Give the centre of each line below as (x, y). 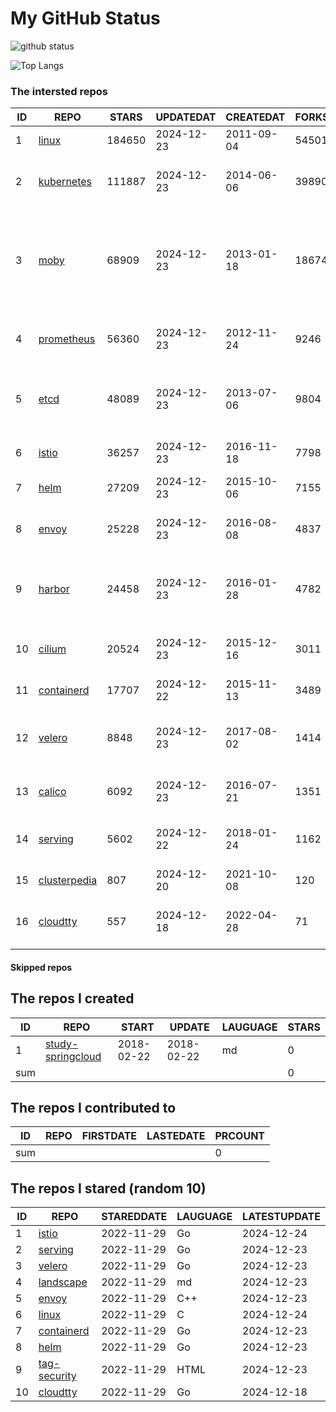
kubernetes (65, 182)
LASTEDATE (176, 1136)
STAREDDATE (134, 1217)
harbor (54, 589)
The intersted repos (59, 91)
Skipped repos (41, 967)
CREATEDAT (255, 117)
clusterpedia (68, 880)
